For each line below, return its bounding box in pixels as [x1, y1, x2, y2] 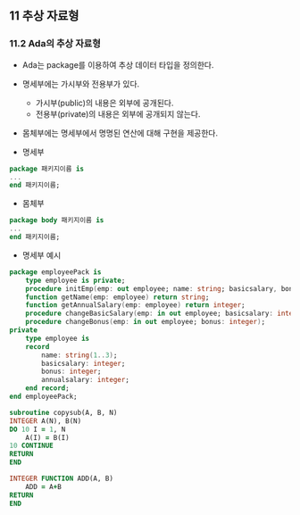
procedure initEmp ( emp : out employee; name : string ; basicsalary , [25, 284, 278, 293]
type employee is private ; [25, 276, 126, 285]
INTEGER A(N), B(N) [9, 416, 82, 426]
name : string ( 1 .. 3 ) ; [41, 351, 118, 360]
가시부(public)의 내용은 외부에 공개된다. [35, 97, 174, 108]
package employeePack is [9, 267, 102, 277]
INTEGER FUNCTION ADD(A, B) [9, 474, 114, 484]
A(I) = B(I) [25, 433, 70, 442]
